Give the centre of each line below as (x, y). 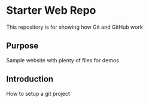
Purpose (22, 46)
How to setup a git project (38, 93)
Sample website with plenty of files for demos (63, 60)
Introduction (30, 79)
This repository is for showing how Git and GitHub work (74, 27)
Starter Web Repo (51, 10)
